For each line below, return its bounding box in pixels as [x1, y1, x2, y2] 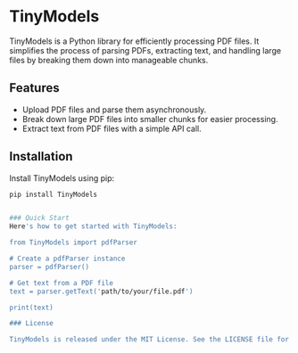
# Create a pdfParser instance [9, 254, 126, 264]
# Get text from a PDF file [9, 278, 114, 287]
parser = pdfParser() [9, 262, 90, 271]
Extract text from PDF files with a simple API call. [21, 123, 203, 134]
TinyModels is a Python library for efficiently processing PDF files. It [9, 36, 260, 46]
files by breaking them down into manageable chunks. [9, 54, 209, 65]
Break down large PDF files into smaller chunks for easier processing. [21, 113, 278, 124]
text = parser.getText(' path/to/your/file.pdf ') [9, 287, 194, 296]
